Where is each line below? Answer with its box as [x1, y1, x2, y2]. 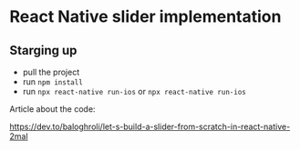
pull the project [22, 66, 80, 77]
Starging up [9, 43, 78, 58]
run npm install [22, 76, 84, 87]
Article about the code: [9, 104, 96, 115]
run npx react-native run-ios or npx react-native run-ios [22, 86, 246, 96]
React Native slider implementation [9, 6, 282, 27]
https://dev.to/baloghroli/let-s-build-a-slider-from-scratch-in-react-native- [9, 121, 291, 132]
